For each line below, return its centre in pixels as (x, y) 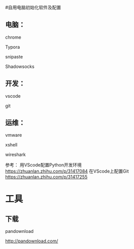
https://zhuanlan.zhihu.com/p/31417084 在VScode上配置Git (67, 171)
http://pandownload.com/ (32, 241)
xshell (11, 145)
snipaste (14, 56)
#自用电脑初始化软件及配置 (33, 7)
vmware (14, 135)
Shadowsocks (20, 66)
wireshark (16, 154)
